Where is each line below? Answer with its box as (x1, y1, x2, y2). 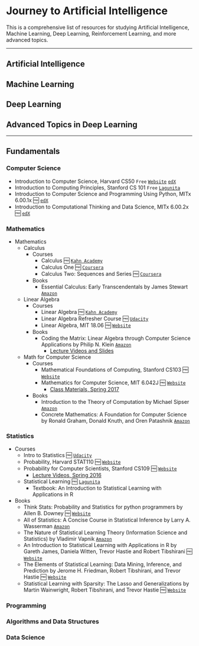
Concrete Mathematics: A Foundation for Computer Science (41, 410, 187, 418)
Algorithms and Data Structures (6, 618, 99, 626)
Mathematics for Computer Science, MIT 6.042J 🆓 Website (41, 379, 186, 386)
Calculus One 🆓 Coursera (41, 263, 104, 271)
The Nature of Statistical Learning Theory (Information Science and (23, 529, 188, 536)
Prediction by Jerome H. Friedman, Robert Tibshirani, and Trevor (23, 567, 181, 574)
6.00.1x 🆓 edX (14, 197, 48, 204)
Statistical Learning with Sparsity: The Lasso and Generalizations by (23, 580, 190, 587)
